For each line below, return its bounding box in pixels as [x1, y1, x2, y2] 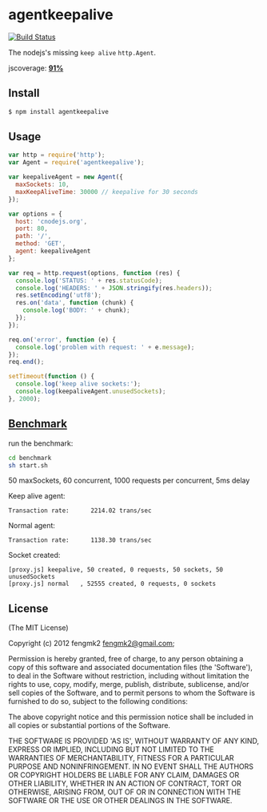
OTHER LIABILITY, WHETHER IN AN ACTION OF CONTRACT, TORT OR [8, 779, 241, 789]
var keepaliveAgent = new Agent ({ [8, 173, 124, 181]
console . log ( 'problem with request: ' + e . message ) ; [15, 343, 195, 351]
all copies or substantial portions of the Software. [8, 721, 170, 730]
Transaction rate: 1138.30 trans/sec [8, 536, 152, 544]
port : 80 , [15, 224, 48, 233]
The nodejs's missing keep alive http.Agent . [8, 47, 156, 57]
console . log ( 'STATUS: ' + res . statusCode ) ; [15, 277, 162, 285]
